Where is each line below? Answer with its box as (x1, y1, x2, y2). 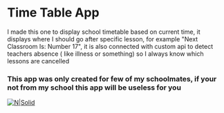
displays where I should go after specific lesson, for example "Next (7, 34, 198, 43)
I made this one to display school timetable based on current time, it (7, 28, 200, 36)
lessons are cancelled (7, 56, 70, 65)
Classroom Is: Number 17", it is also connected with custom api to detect (7, 42, 214, 50)
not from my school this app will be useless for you (7, 83, 182, 92)
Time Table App (7, 5, 100, 21)
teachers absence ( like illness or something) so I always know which (7, 50, 204, 58)
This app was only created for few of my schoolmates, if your (7, 74, 217, 83)
